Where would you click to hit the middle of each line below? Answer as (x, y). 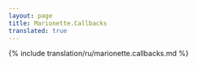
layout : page (31, 16)
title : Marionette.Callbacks (58, 23)
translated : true (38, 30)
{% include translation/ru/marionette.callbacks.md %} (98, 54)
